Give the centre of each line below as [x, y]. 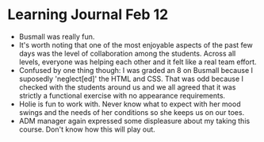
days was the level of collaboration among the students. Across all [127, 53]
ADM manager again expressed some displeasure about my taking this [134, 121]
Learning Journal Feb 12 [88, 15]
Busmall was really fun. [57, 36]
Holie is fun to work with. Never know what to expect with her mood [130, 104]
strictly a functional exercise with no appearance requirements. [122, 95]
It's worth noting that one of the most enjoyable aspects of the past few [136, 44]
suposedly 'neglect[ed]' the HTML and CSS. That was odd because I [131, 79]
